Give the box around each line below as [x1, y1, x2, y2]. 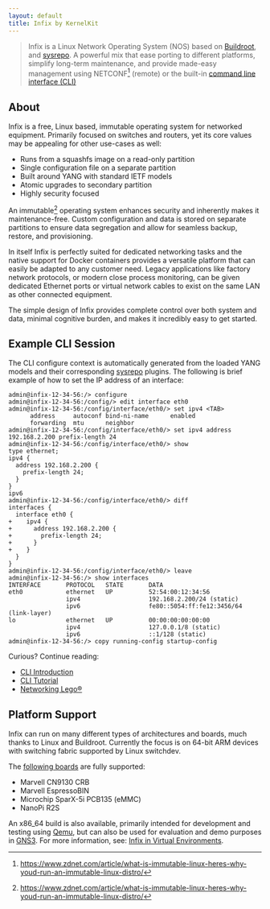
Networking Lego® [19, 684, 83, 694]
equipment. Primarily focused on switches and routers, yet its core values [8, 130, 252, 139]
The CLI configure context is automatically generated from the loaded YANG [8, 358, 261, 368]
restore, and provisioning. [8, 231, 93, 241]
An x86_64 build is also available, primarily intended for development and [8, 819, 251, 828]
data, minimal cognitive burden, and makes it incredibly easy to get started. [8, 313, 258, 323]
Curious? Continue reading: [8, 651, 100, 661]
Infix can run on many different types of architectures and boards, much [8, 729, 247, 739]
